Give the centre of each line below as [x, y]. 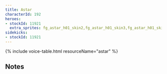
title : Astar [19, 10]
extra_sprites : [25, 28]
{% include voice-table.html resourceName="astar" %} [62, 51]
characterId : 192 [23, 14]
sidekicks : [16, 33]
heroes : [13, 19]
